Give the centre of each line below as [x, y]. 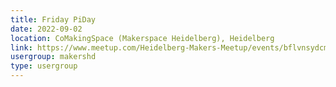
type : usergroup [44, 66]
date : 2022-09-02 [46, 29]
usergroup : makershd [53, 57]
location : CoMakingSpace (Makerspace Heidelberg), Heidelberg [142, 38]
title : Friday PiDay [53, 19]
